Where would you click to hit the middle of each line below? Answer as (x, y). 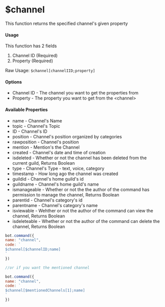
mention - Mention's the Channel (46, 147)
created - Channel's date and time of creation (59, 152)
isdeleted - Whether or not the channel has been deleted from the (80, 158)
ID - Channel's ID (30, 131)
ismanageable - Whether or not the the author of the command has (81, 189)
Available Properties (27, 109)
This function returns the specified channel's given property (66, 23)
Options (14, 82)
